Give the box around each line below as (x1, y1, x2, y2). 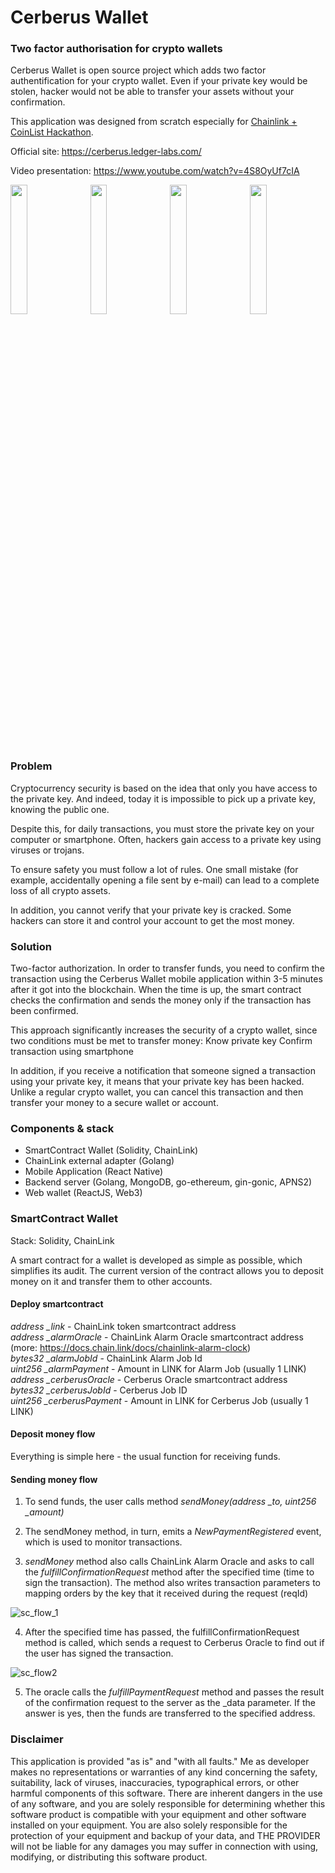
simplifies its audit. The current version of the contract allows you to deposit (10, 1264, 324, 1276)
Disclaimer (10, 1732, 64, 1746)
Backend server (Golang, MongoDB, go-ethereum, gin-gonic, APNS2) (24, 1176, 313, 1188)
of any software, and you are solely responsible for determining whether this (10, 1797, 326, 1810)
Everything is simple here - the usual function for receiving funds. (10, 1451, 281, 1463)
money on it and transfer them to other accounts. (10, 1275, 213, 1287)
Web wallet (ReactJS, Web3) (24, 1187, 143, 1199)
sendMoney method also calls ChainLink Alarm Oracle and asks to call (24, 1556, 315, 1568)
